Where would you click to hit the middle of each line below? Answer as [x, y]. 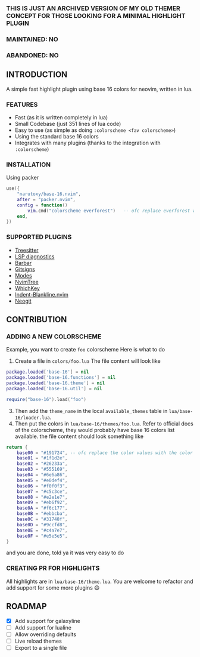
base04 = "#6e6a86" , [42, 475]
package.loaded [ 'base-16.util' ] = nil [54, 388]
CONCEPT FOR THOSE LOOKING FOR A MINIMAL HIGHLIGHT [96, 16]
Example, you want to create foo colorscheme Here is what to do [86, 350]
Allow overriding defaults [45, 634]
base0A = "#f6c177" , [42, 508]
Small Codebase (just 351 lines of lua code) [68, 124]
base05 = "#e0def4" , [42, 480]
